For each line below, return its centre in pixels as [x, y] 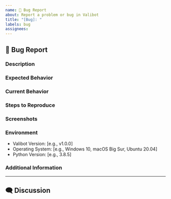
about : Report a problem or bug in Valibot [52, 15]
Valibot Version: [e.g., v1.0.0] [42, 144]
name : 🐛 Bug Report [26, 10]
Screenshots [21, 119]
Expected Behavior [29, 78]
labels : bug [18, 24]
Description [20, 64]
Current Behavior [27, 91]
